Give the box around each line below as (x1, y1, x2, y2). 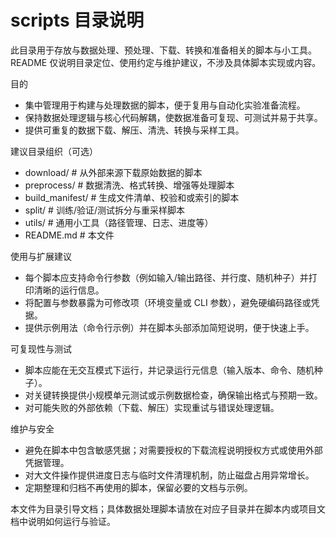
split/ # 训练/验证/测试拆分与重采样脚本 (24, 204, 185, 216)
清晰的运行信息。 (33, 284, 105, 296)
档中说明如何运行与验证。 (10, 515, 116, 527)
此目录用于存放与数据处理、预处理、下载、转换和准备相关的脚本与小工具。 (10, 44, 317, 56)
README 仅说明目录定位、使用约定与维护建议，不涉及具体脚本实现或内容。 (10, 56, 322, 68)
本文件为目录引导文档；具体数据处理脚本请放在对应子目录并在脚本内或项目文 (10, 502, 326, 515)
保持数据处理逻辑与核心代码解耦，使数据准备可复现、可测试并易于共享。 (24, 111, 323, 123)
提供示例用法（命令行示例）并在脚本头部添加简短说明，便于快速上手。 (24, 321, 315, 333)
